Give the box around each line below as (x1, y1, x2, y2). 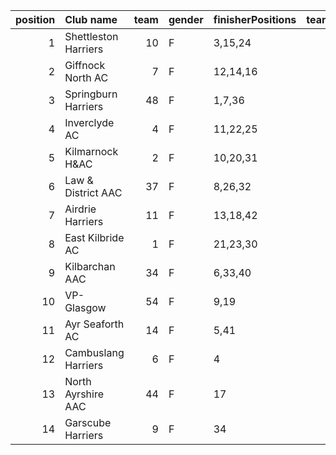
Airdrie (64, 202, 97, 216)
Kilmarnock (64, 145, 119, 158)
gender (168, 13, 204, 26)
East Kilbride (64, 231, 125, 244)
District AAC (64, 186, 123, 199)
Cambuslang (64, 346, 125, 359)
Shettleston (64, 30, 119, 43)
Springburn (64, 87, 118, 101)
